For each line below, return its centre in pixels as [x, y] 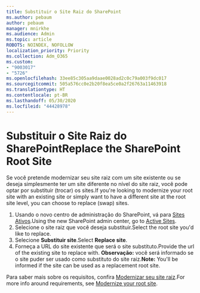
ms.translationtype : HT [36, 90]
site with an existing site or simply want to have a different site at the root [96, 197]
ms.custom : [20, 62]
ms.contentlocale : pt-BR [37, 95]
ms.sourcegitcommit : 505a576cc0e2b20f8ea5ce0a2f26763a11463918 [87, 84]
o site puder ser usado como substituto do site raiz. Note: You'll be [96, 259]
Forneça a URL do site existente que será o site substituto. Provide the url [104, 246]
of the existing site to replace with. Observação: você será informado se [104, 253]
